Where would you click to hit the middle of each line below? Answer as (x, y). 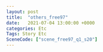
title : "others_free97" (37, 17)
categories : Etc (26, 28)
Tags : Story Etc (26, 34)
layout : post (22, 12)
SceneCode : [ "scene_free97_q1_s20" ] (52, 39)
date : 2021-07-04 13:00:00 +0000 (51, 23)
